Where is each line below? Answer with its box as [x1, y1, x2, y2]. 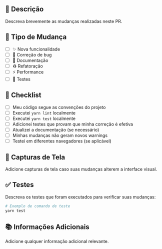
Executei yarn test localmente [12, 115, 76, 121]
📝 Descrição [5, 5, 44, 13]
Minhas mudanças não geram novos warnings [12, 132, 108, 138]
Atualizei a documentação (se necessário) [12, 127, 99, 132]
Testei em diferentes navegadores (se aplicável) [12, 138, 111, 144]
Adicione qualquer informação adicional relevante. [5, 238, 109, 244]
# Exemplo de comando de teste [5, 203, 70, 208]
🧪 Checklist [5, 91, 41, 99]
